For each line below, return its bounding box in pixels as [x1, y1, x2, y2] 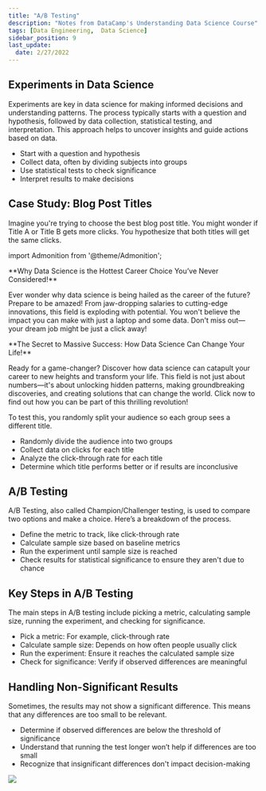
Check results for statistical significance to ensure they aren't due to [19, 555, 244, 565]
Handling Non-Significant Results [8, 680, 179, 694]
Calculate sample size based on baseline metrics [19, 538, 181, 548]
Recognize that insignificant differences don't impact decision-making [19, 759, 251, 769]
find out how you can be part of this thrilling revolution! [8, 397, 189, 406]
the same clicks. [8, 235, 62, 245]
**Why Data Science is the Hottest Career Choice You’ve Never [8, 266, 219, 276]
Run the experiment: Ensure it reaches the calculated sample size [19, 648, 235, 658]
